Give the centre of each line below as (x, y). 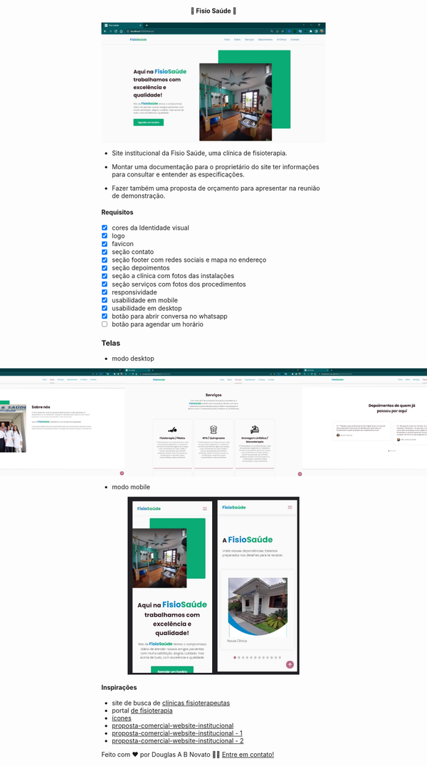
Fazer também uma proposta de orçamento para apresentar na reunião (216, 188)
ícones (121, 718)
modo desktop (133, 358)
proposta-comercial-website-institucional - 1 (177, 733)
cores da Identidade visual (151, 228)
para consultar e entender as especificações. (178, 174)
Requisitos (117, 212)
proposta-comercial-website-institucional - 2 (178, 741)
